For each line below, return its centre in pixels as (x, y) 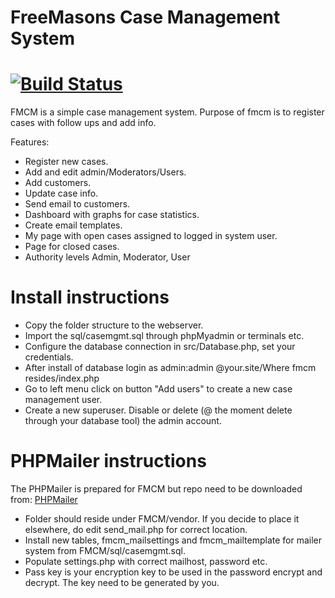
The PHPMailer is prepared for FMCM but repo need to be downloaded (156, 489)
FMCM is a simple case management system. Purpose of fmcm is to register (167, 112)
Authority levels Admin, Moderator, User (107, 257)
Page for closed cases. (72, 247)
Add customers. (58, 183)
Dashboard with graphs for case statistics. (112, 215)
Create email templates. (73, 225)
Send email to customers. (77, 204)
